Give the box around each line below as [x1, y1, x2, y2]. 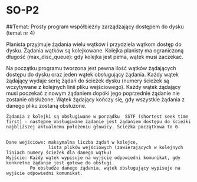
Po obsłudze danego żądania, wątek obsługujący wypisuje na [29, 165, 181, 171]
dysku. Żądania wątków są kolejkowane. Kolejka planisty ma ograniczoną [6, 47, 184, 54]
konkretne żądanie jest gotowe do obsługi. [6, 160, 115, 166]
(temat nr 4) [6, 29, 35, 36]
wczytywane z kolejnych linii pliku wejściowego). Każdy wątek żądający [6, 83, 181, 90]
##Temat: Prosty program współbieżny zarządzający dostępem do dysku [6, 23, 184, 30]
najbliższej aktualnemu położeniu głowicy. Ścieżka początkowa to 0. [6, 124, 181, 130]
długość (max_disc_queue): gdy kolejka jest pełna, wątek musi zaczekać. [6, 53, 184, 60]
